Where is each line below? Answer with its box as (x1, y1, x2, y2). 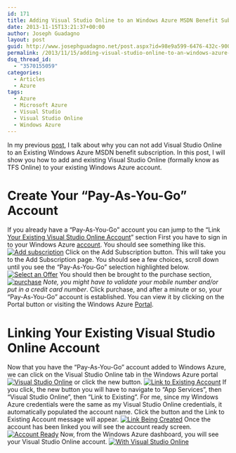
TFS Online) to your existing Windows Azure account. (7, 163, 162, 171)
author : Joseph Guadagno (7, 29, 80, 37)
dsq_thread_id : (7, 56, 52, 63)
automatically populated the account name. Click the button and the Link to (7, 408, 225, 416)
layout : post (7, 37, 46, 44)
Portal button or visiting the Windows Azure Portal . (7, 300, 154, 309)
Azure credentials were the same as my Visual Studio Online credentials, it (7, 400, 223, 409)
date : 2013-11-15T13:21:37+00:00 (7, 23, 105, 30)
